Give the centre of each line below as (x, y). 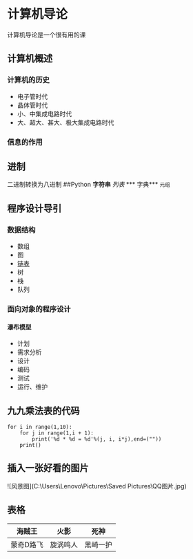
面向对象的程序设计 (39, 309)
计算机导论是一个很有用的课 (47, 35)
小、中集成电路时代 (44, 113)
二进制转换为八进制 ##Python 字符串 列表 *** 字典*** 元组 (89, 185)
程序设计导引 (34, 208)
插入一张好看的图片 (48, 468)
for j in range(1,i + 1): (57, 433)
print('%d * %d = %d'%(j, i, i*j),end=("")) (97, 439)
